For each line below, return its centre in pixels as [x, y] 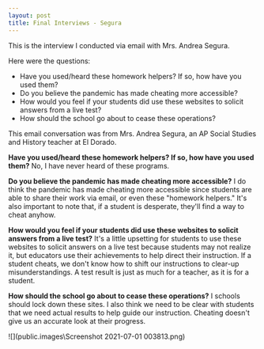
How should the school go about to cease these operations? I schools [124, 296]
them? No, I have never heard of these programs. [89, 165]
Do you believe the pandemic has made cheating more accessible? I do [127, 181]
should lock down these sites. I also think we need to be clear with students [131, 304]
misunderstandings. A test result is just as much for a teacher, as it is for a [128, 272]
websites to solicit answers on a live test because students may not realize [130, 247]
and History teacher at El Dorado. [62, 142]
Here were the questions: [49, 61]
